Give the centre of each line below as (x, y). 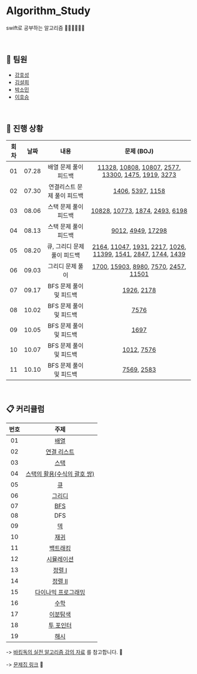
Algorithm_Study (48, 11)
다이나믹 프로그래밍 (60, 592)
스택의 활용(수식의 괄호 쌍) (60, 474)
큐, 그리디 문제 (65, 246)
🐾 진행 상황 (25, 129)
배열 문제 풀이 (66, 167)
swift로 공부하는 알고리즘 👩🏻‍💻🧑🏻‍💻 (45, 28)
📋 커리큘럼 (26, 409)
